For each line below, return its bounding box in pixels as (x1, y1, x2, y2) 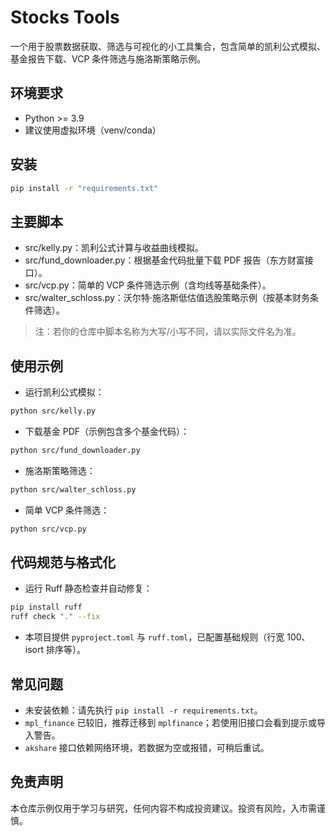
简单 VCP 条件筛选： (24, 504, 110, 516)
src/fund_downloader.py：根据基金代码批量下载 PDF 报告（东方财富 (24, 254, 305, 266)
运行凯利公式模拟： (24, 386, 105, 398)
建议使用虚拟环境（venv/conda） (24, 124, 162, 136)
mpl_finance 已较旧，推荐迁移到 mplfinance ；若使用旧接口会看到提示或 (24, 716, 318, 728)
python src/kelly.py (10, 406, 97, 416)
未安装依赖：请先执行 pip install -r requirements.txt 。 (24, 704, 263, 716)
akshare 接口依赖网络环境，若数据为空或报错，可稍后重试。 (24, 741, 270, 753)
